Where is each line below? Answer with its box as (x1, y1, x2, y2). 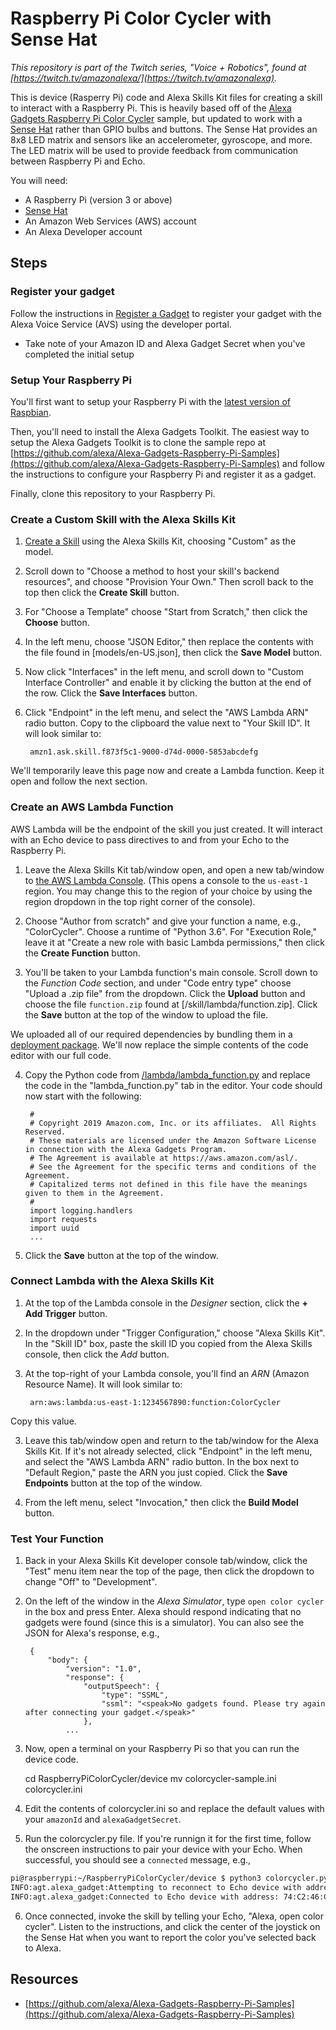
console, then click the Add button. (24, 1348, 170, 1360)
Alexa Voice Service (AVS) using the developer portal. (10, 318, 232, 330)
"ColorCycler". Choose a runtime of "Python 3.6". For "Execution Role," (24, 925, 318, 937)
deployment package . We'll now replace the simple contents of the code (10, 1038, 309, 1051)
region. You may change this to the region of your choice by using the (24, 885, 313, 897)
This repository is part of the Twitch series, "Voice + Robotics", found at (10, 61, 307, 73)
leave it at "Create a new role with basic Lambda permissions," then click (24, 936, 325, 948)
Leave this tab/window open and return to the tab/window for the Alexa (24, 1434, 319, 1446)
